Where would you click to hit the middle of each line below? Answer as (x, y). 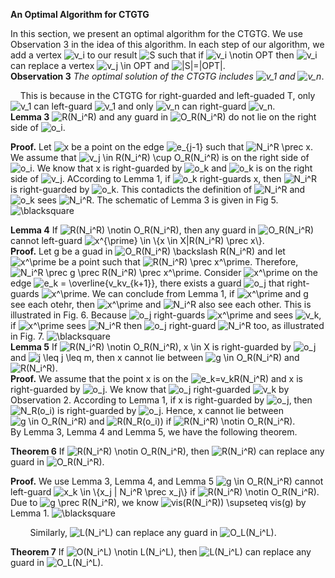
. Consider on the (258, 272)
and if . (192, 421)
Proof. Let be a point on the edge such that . (162, 147)
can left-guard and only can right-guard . (154, 106)
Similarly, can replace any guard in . (153, 532)
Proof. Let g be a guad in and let (148, 251)
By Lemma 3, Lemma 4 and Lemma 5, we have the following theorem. (154, 432)
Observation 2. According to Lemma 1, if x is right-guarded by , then (161, 400)
